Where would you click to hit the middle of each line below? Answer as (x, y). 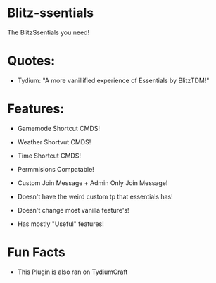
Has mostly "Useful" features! (61, 224)
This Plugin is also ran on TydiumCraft (72, 272)
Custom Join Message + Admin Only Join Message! (93, 183)
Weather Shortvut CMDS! (54, 141)
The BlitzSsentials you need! (49, 32)
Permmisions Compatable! (56, 169)
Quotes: (31, 61)
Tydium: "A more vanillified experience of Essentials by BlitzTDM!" (113, 80)
